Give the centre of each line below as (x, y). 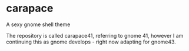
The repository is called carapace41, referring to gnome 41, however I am (95, 35)
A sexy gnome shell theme (38, 24)
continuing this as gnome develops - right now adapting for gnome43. (91, 42)
